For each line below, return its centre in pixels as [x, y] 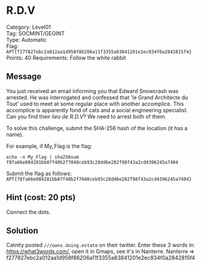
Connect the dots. [28, 212]
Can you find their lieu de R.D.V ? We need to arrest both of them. [86, 116]
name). [15, 134]
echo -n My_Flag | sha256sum [43, 157]
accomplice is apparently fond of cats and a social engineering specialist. [97, 110]
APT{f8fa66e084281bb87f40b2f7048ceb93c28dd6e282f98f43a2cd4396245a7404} [99, 179]
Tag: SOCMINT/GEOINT [35, 33]
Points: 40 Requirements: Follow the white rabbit [66, 58]
